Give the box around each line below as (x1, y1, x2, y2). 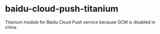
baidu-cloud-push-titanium (5, 3, 119, 14)
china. (5, 24, 18, 30)
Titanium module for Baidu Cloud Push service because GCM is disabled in (5, 19, 156, 25)
